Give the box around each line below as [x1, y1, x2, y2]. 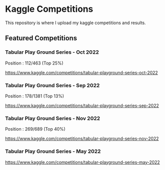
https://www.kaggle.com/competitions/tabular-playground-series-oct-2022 [5, 69, 158, 75]
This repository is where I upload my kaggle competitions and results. [5, 20, 146, 26]
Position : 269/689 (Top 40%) [5, 126, 66, 132]
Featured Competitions [5, 34, 77, 42]
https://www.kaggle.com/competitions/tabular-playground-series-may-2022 [5, 159, 160, 165]
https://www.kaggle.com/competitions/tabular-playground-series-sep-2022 [5, 102, 159, 108]
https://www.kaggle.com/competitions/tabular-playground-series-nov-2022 [5, 136, 159, 141]
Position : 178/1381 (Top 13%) [5, 93, 64, 99]
